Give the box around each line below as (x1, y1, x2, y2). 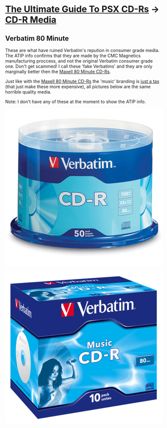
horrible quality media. (5, 89, 51, 95)
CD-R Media (5, 14, 56, 26)
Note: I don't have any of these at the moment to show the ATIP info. (5, 99, 146, 105)
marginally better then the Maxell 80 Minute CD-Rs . (5, 69, 111, 75)
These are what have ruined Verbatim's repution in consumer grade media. (5, 48, 160, 53)
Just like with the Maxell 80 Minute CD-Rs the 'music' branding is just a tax (5, 79, 159, 84)
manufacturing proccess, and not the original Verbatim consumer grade (5, 58, 153, 64)
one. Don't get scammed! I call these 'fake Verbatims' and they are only (5, 64, 152, 69)
